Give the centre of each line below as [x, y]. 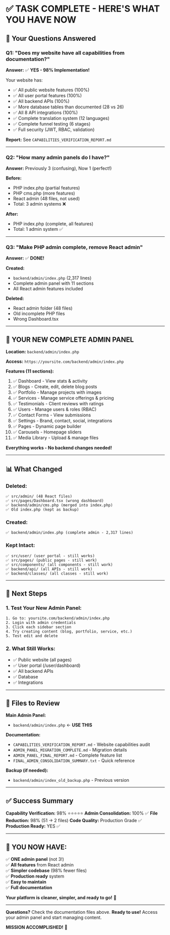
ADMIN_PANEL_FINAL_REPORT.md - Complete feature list [68, 755]
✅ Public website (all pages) [42, 660]
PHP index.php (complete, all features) [53, 224]
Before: [14, 178]
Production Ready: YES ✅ [33, 826]
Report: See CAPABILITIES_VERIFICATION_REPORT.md [59, 140]
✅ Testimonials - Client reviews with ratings [58, 404]
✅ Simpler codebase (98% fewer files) [46, 870]
